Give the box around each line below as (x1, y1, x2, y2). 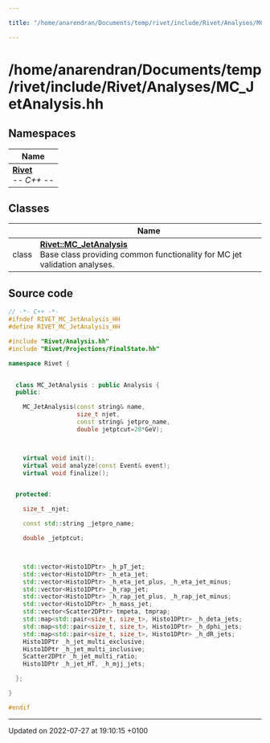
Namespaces (8, 126, 76, 141)
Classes (8, 202, 50, 216)
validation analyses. (39, 259, 115, 270)
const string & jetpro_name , (76, 418, 171, 426)
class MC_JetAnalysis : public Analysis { (15, 381, 160, 389)
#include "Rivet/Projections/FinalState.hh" (8, 345, 160, 353)
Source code (8, 287, 74, 300)
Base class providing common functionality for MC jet (39, 249, 243, 260)
